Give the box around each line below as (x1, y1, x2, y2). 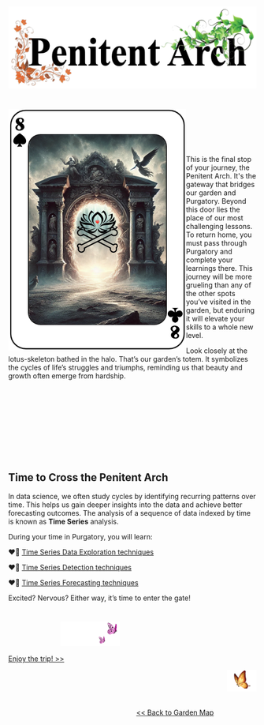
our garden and (186, 188, 236, 197)
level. (186, 331, 203, 340)
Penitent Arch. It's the (186, 171, 257, 181)
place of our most (186, 213, 244, 223)
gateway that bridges (186, 180, 255, 190)
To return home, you (186, 230, 252, 239)
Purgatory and (186, 247, 232, 257)
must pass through (186, 239, 247, 248)
